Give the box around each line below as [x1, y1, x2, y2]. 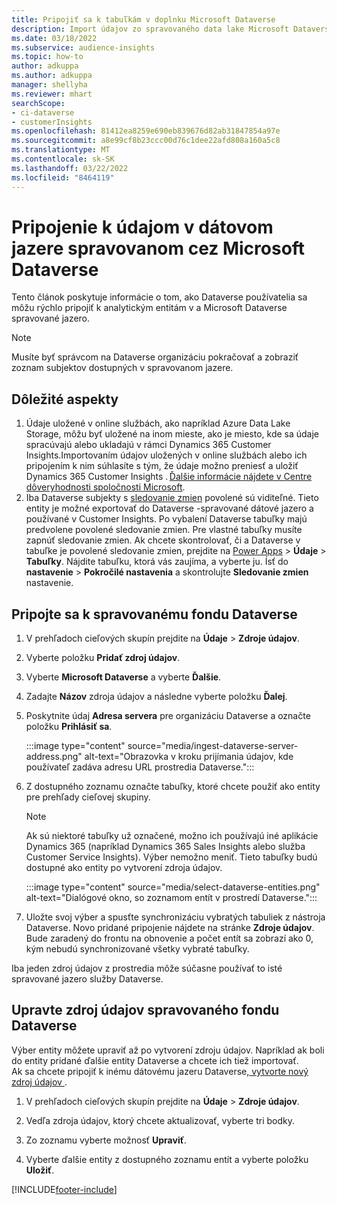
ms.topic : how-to [11, 52, 84, 62]
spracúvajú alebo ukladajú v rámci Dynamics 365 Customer [25, 439, 272, 451]
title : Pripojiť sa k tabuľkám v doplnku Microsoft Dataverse [11, 14, 276, 25]
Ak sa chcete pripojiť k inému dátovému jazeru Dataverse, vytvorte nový [11, 1065, 309, 1077]
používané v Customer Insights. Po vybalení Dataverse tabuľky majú [25, 513, 308, 525]
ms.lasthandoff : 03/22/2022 [11, 163, 129, 173]
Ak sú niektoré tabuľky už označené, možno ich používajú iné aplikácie [25, 830, 319, 842]
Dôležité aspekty [11, 391, 119, 408]
